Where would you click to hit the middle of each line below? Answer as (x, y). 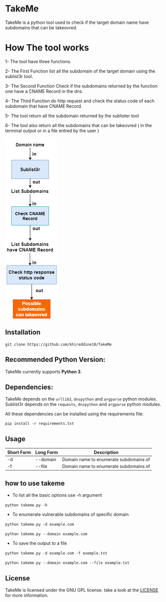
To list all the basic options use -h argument (57, 495)
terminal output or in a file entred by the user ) (52, 131)
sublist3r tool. (19, 76)
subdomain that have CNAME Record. (44, 106)
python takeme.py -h (27, 505)
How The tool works (47, 48)
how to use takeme (35, 484)
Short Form (19, 452)
